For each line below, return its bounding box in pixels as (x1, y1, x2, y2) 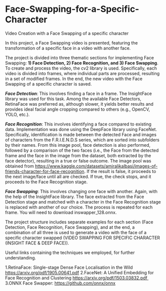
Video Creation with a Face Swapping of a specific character (5, 30, 129, 36)
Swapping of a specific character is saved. (5, 81, 92, 87)
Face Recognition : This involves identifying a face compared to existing (5, 121, 152, 127)
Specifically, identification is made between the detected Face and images (5, 131, 157, 137)
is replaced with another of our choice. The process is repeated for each (5, 204, 153, 210)
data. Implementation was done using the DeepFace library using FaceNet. (5, 126, 157, 132)
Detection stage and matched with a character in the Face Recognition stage (5, 199, 161, 205)
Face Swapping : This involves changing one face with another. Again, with (5, 188, 158, 194)
